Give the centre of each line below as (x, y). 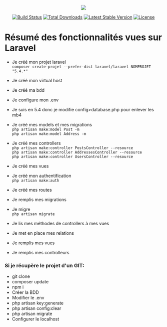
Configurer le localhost (35, 319)
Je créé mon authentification (41, 176)
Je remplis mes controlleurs (40, 252)
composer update (30, 282)
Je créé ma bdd (28, 90)
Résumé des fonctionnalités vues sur (83, 37)
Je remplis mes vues (33, 243)
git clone (21, 276)
